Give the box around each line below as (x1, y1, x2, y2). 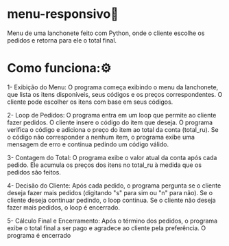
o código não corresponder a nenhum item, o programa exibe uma (7, 133, 195, 141)
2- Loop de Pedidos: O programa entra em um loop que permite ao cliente (7, 111, 217, 119)
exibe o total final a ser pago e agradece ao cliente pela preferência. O (7, 223, 206, 232)
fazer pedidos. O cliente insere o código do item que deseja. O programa (7, 118, 213, 126)
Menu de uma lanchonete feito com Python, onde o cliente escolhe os (7, 29, 205, 37)
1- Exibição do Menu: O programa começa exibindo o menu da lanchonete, (7, 82, 219, 91)
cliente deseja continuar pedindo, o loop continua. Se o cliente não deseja (7, 196, 216, 204)
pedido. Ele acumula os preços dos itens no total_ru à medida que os (7, 161, 202, 169)
